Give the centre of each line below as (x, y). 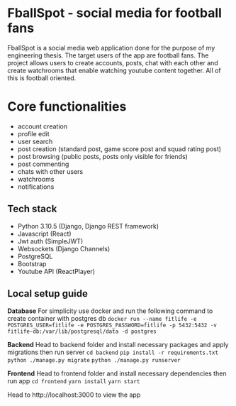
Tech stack (32, 209)
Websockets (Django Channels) (64, 248)
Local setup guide (48, 293)
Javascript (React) (45, 234)
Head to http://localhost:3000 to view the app (74, 395)
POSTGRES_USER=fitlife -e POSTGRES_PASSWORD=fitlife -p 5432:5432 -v (112, 325)
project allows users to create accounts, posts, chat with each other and (113, 62)
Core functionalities (67, 107)
